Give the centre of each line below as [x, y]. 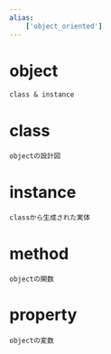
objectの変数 [32, 341]
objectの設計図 [35, 156]
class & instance [42, 95]
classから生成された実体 [50, 218]
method [39, 253]
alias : [22, 18]
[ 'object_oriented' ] [64, 26]
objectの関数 [32, 279]
